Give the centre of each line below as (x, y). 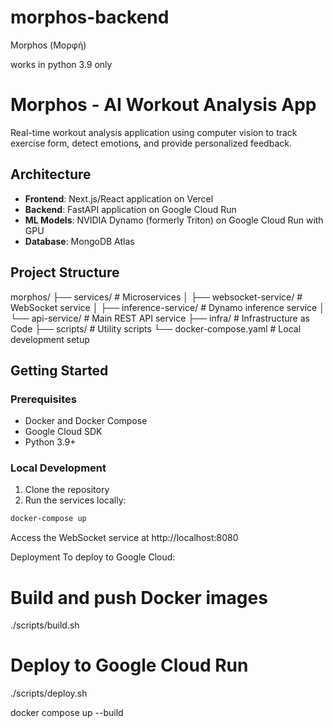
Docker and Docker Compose (86, 421)
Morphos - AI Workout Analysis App (163, 105)
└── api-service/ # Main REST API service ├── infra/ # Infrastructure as (160, 318)
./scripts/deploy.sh (49, 693)
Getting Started (59, 370)
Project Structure (65, 272)
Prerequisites (43, 399)
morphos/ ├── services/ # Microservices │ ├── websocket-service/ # (156, 297)
